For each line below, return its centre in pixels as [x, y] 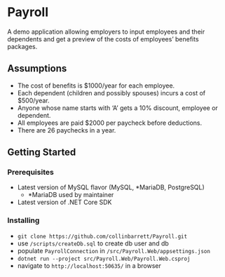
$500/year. [33, 100]
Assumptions [37, 68]
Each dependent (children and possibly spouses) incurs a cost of [111, 93]
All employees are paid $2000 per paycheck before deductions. [109, 123]
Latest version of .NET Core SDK [64, 202]
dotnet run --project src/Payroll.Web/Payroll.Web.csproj [104, 259]
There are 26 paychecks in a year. [67, 130]
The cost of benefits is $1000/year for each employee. [96, 86]
